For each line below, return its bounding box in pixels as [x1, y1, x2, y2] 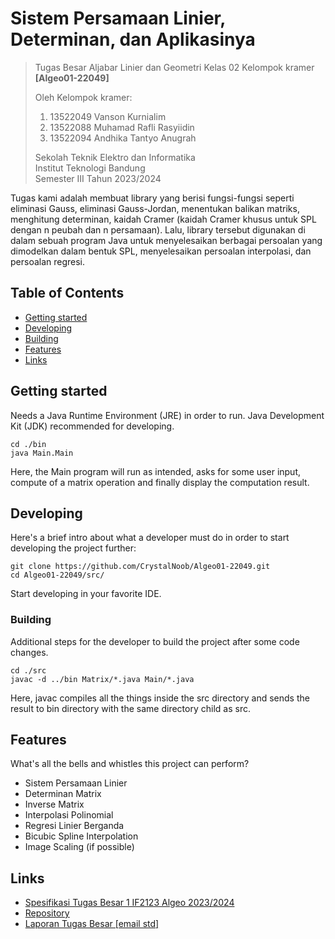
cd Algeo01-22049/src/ [10, 570, 105, 581]
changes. [10, 646, 49, 658]
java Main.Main [10, 448, 74, 458]
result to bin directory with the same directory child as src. [10, 702, 251, 714]
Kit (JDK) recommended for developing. [10, 420, 175, 432]
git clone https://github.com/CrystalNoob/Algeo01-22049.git [10, 562, 271, 572]
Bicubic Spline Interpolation [24, 830, 139, 842]
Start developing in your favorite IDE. [10, 588, 162, 600]
